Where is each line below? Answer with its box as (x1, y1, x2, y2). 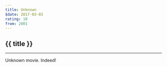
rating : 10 (5, 16, 28, 21)
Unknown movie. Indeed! (5, 58, 56, 64)
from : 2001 (5, 21, 28, 26)
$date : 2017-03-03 (5, 12, 43, 17)
